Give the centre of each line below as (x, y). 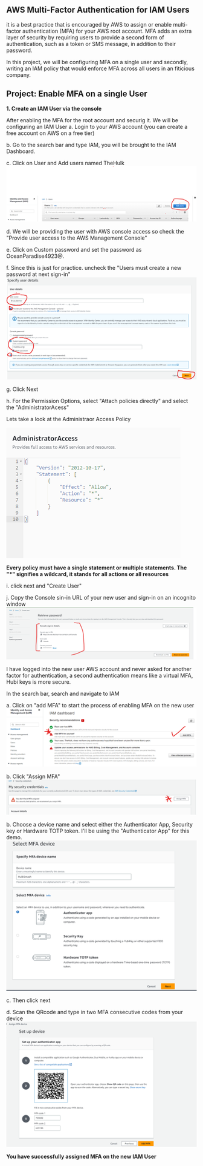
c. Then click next (28, 1000)
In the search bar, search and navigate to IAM (63, 693)
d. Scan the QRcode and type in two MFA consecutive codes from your (95, 1012)
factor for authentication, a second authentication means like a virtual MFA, (100, 675)
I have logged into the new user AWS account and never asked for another (99, 669)
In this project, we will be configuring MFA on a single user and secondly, (97, 62)
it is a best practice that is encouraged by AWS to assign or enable (89, 24)
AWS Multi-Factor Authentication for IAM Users (98, 10)
